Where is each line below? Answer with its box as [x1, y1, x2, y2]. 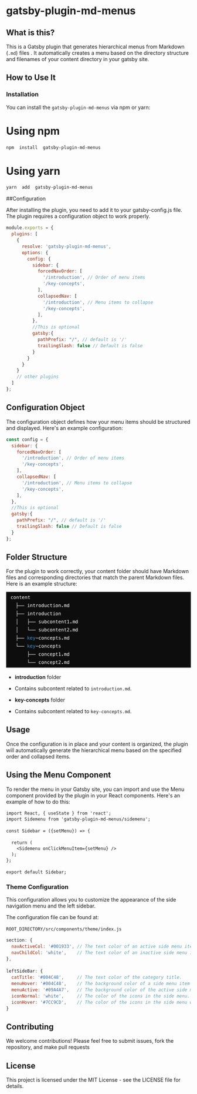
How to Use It [6, 72, 56, 83]
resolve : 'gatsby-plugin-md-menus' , [21, 243, 111, 250]
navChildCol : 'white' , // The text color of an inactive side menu [11, 949, 188, 956]
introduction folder [14, 674, 62, 681]
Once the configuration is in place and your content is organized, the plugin [6, 740, 189, 747]
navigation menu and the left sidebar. [6, 902, 96, 909]
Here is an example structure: [6, 580, 77, 587]
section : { [6, 937, 33, 943]
